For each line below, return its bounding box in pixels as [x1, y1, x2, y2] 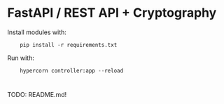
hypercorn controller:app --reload [20, 67, 124, 74]
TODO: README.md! [7, 91, 67, 99]
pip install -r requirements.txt [20, 41, 118, 48]
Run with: [7, 54, 35, 62]
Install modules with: [7, 28, 66, 36]
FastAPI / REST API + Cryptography [7, 5, 217, 21]
